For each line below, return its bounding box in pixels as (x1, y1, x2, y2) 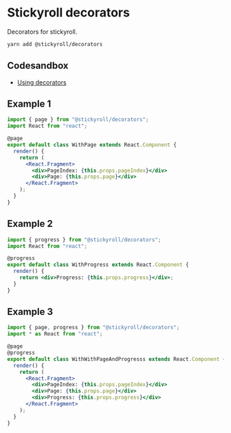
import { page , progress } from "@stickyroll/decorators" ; (7, 324, 180, 331)
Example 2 (7, 218, 53, 230)
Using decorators (16, 78, 67, 87)
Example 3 (7, 306, 54, 318)
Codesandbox (7, 60, 69, 71)
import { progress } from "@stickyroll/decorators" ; (7, 236, 162, 243)
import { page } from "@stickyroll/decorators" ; (7, 116, 149, 123)
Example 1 (7, 98, 52, 110)
